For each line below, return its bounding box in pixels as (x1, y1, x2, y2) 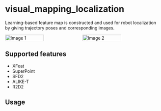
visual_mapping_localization (5, 3, 124, 15)
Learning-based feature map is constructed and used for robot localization (5, 20, 156, 26)
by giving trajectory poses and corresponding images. (5, 25, 115, 30)
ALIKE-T (12, 79, 29, 84)
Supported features (5, 50, 67, 58)
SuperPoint (12, 68, 35, 74)
